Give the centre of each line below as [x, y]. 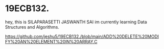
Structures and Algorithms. [32, 27]
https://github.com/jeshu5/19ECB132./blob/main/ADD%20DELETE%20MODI [82, 36]
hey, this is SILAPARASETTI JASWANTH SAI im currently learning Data [76, 22]
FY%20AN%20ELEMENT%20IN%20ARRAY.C [51, 41]
